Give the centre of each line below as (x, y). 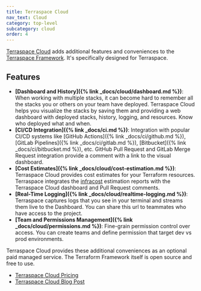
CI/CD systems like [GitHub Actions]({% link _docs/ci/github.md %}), (100, 136)
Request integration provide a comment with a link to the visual (93, 155)
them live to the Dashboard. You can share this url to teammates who (100, 206)
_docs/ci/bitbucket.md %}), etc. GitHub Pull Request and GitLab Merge (103, 149)
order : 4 (17, 34)
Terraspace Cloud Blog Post (50, 281)
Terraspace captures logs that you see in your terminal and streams (99, 200)
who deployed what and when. (53, 123)
